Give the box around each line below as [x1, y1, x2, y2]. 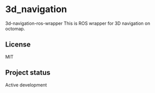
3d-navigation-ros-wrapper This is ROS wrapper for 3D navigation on [5, 20, 150, 26]
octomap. [5, 25, 25, 31]
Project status [5, 68, 51, 77]
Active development [5, 82, 47, 88]
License [5, 40, 31, 49]
